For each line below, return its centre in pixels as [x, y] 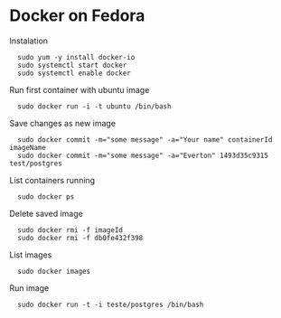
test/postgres [36, 164]
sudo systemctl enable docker [74, 73]
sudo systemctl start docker [72, 65]
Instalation [28, 41]
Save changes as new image [62, 123]
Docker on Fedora [77, 16]
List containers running [52, 180]
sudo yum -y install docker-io [76, 57]
